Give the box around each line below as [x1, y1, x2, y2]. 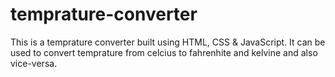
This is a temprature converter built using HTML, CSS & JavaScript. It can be [10, 36, 326, 48]
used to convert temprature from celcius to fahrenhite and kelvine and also [10, 46, 318, 58]
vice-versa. [10, 57, 58, 69]
